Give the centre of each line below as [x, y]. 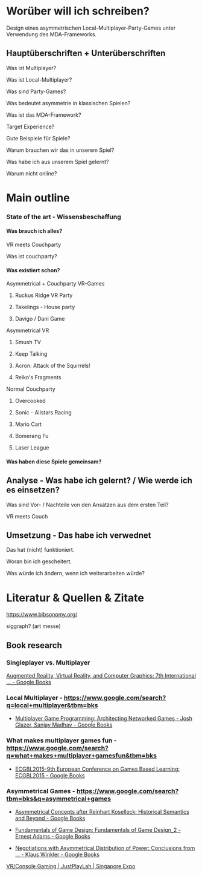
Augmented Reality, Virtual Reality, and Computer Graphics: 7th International [101, 676]
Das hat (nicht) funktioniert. [40, 550]
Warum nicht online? [32, 173]
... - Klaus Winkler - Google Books [57, 855]
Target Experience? [30, 126]
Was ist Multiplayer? [31, 68]
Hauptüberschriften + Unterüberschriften [86, 54]
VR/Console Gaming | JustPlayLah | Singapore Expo [71, 866]
